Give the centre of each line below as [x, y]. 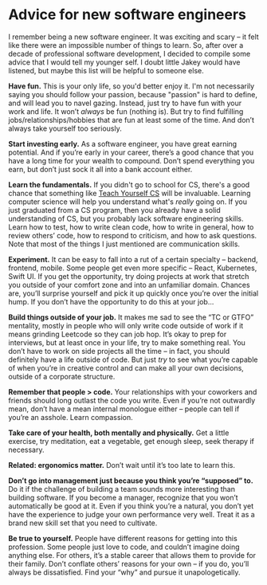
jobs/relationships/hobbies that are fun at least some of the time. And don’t [132, 120]
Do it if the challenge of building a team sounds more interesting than [122, 489]
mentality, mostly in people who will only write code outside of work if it [126, 325]
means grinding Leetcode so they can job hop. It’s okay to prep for [118, 334]
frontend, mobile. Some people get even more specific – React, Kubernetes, [133, 268]
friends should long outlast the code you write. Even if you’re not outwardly [132, 400]
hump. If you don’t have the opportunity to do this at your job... [111, 301]
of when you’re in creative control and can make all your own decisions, [126, 367]
